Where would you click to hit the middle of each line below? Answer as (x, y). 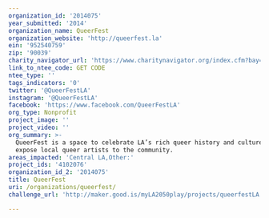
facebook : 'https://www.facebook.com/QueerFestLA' (94, 105)
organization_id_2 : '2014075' (59, 172)
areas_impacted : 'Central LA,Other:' (71, 157)
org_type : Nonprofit (43, 113)
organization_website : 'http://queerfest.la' (85, 38)
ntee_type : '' (32, 75)
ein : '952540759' (37, 46)
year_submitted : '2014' (48, 23)
